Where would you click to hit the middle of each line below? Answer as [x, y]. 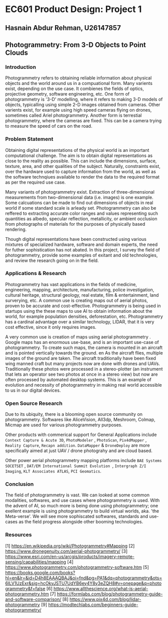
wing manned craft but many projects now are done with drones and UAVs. [83, 364]
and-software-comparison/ [33, 599]
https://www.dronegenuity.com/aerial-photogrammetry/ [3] [66, 551]
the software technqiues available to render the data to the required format [82, 176]
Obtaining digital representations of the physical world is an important [77, 150]
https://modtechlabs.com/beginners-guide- [93, 604]
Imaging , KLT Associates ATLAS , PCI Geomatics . [53, 471]
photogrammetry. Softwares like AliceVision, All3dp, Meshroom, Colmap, [80, 420]
